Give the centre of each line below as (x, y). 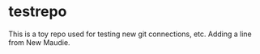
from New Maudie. (39, 42)
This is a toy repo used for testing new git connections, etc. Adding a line (130, 34)
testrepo (38, 12)
